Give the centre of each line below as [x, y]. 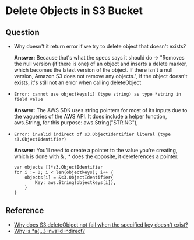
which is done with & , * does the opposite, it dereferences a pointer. [96, 156]
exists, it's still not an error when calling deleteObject [77, 82]
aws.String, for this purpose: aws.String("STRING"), [76, 123]
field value [28, 99]
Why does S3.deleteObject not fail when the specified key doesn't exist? [101, 225]
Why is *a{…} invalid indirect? [50, 231]
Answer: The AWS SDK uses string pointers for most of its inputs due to [100, 110]
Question [22, 32]
